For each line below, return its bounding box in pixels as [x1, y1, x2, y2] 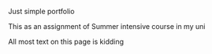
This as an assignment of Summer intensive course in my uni [8, 22, 206, 31]
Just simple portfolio [8, 7, 75, 16]
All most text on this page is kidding [8, 37, 125, 46]
